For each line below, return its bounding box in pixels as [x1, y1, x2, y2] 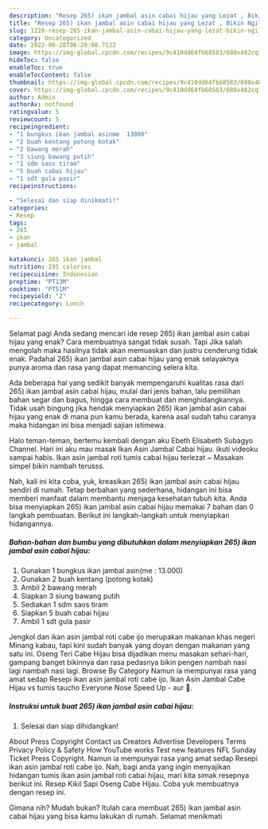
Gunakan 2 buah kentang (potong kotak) [20, 574, 153, 583]
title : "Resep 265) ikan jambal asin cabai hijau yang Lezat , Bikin [9, 19, 245, 27]
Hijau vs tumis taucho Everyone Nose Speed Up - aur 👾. [9, 682, 193, 692]
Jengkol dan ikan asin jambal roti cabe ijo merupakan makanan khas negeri [9, 631, 255, 642]
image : [9, 49, 31, 57]
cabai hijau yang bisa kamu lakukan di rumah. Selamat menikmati [9, 811, 223, 821]
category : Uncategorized [9, 33, 91, 42]
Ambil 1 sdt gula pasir [20, 616, 91, 626]
